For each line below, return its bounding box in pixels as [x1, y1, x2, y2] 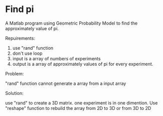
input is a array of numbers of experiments [12, 55, 101, 61]
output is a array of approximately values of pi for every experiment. [12, 61, 153, 67]
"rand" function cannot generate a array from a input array [5, 80, 126, 86]
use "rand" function [12, 45, 54, 51]
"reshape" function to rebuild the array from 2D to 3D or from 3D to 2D [5, 105, 151, 111]
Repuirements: [5, 35, 35, 41]
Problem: [5, 70, 24, 76]
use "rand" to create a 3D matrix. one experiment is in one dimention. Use [5, 99, 158, 106]
